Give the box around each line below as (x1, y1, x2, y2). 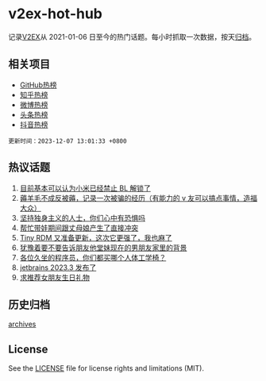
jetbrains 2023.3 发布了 (19, 263, 97, 272)
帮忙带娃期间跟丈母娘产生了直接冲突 (19, 223, 139, 233)
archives (8, 319, 37, 329)
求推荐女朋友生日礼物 (19, 272, 90, 282)
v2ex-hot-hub (8, 5, 103, 23)
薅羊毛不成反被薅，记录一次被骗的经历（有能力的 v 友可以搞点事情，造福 (19, 193, 258, 202)
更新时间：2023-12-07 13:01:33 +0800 (8, 137, 127, 145)
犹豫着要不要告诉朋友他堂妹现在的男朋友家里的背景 (19, 243, 187, 252)
